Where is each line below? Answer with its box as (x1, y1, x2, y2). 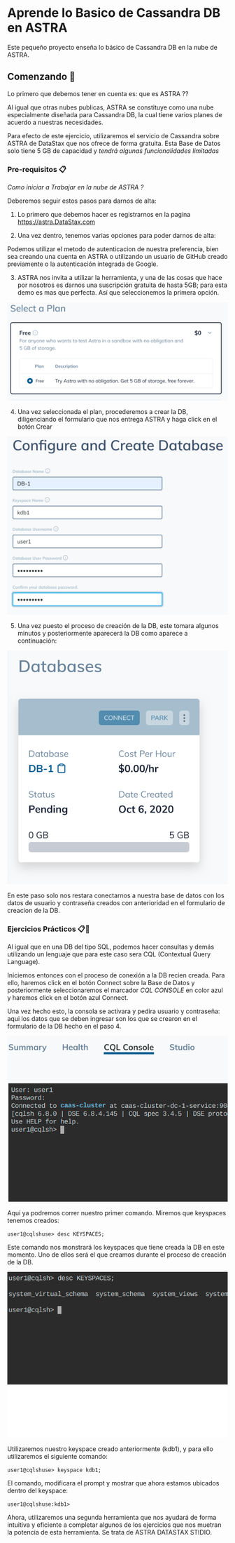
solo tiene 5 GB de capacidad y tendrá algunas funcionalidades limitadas (7, 146, 219, 155)
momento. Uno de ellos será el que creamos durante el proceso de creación (7, 1250, 227, 1259)
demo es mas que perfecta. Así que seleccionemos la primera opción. (17, 288, 220, 297)
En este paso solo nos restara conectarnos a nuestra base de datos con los (7, 891, 225, 900)
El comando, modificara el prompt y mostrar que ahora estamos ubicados (7, 1479, 220, 1488)
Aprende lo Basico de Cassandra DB (7, 5, 221, 21)
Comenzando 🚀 (7, 71, 76, 83)
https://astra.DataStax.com (17, 218, 96, 226)
